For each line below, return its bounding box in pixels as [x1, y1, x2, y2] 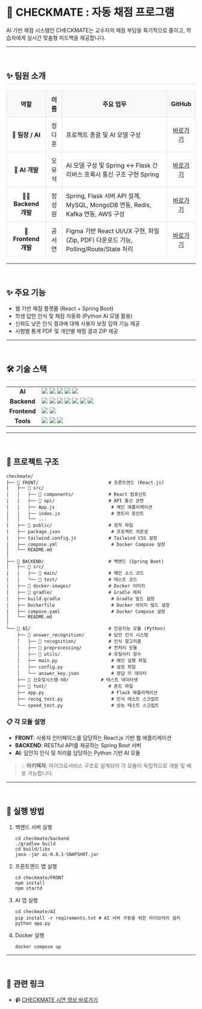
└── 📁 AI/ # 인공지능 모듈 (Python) [6, 625, 166, 631]
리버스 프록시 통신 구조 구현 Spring [66, 170, 159, 179]
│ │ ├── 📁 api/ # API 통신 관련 [6, 498, 144, 504]
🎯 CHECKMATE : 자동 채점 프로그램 [6, 5, 174, 19]
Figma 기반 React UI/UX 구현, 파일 [66, 227, 159, 235]
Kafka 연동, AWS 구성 [66, 210, 125, 218]
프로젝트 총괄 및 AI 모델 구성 [66, 131, 141, 139]
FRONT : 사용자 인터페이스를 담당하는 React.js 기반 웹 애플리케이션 [14, 734, 172, 742]
